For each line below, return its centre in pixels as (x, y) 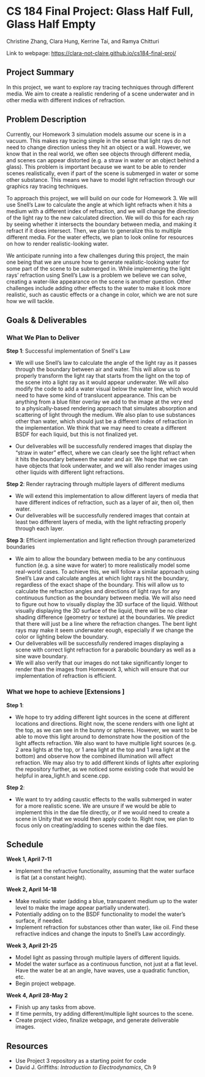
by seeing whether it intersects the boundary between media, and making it (102, 224)
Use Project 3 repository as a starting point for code (81, 1061)
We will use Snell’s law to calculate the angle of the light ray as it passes (106, 363)
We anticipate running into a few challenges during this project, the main (98, 255)
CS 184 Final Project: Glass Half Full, (100, 11)
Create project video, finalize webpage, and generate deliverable (97, 1020)
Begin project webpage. (45, 983)
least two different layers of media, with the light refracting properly (100, 522)
